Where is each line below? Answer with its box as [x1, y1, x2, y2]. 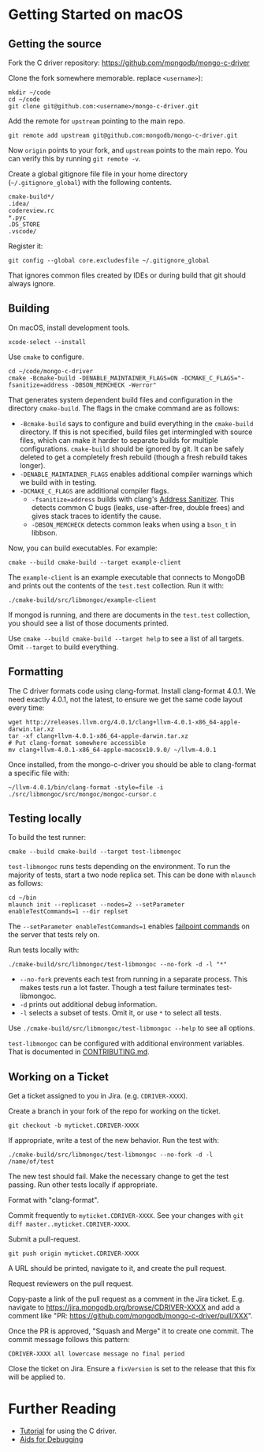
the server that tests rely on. [8, 930, 100, 940]
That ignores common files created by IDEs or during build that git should [8, 270, 247, 280]
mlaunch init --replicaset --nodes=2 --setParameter [8, 901, 185, 909]
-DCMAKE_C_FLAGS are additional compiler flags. [19, 486, 169, 495]
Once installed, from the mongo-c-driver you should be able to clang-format [8, 759, 256, 769]
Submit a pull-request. [8, 1235, 81, 1244]
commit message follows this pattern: [8, 1335, 130, 1344]
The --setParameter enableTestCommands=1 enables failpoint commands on [8, 921, 251, 931]
